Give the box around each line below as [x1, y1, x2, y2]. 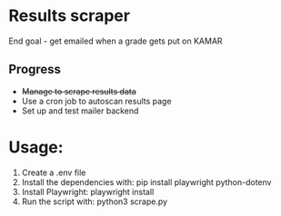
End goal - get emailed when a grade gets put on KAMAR [8, 35, 224, 46]
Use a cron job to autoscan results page [21, 95, 172, 106]
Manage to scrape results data [21, 85, 137, 96]
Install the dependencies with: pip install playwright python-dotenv [21, 176, 272, 187]
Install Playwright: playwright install [21, 186, 155, 197]
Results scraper [8, 5, 131, 26]
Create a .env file [21, 167, 86, 178]
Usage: [8, 137, 65, 157]
